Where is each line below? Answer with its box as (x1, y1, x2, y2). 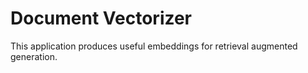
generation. (10, 50, 58, 62)
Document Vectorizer (10, 7, 193, 30)
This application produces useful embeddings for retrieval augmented (10, 40, 298, 52)
